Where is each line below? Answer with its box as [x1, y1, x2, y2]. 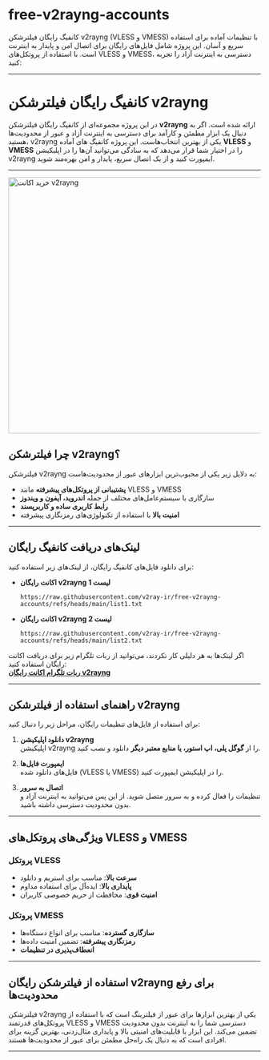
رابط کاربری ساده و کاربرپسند [19, 501, 108, 511]
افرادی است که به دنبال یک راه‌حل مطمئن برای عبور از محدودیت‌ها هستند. [8, 1035, 227, 1045]
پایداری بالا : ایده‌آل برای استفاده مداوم [19, 881, 132, 890]
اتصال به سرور [19, 783, 64, 793]
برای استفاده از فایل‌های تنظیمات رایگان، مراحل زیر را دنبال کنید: [8, 719, 200, 729]
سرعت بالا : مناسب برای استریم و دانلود [19, 873, 138, 882]
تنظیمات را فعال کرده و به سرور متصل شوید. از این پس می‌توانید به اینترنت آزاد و [19, 791, 261, 801]
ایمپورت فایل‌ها [19, 759, 65, 769]
